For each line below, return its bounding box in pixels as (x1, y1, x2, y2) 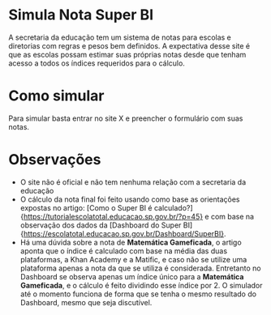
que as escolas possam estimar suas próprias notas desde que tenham (8, 49, 247, 59)
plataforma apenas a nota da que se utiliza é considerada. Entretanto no (19, 263, 261, 273)
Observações (8, 151, 101, 169)
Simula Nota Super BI (8, 6, 154, 24)
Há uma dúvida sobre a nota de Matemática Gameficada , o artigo (19, 237, 242, 247)
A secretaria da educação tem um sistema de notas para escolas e (8, 32, 231, 42)
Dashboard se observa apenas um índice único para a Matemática (19, 271, 244, 281)
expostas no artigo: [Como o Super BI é (19, 202, 153, 212)
